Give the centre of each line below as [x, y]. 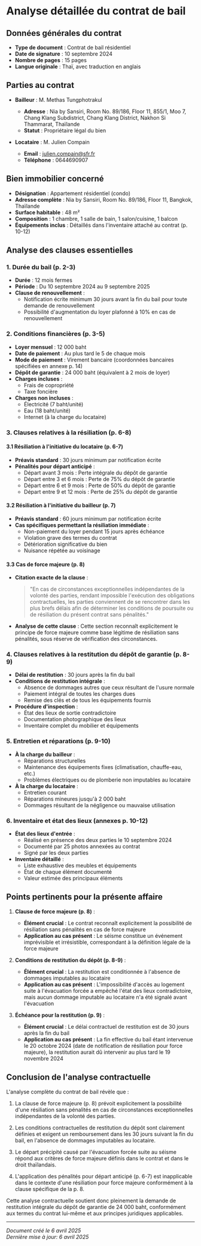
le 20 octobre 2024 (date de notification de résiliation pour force [103, 1046]
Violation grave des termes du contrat [70, 537]
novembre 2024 [44, 1058]
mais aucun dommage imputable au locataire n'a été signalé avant [105, 997]
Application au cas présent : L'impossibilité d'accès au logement [104, 984]
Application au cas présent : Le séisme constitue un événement [103, 935]
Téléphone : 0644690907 [56, 160]
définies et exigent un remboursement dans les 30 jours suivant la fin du [104, 1134]
